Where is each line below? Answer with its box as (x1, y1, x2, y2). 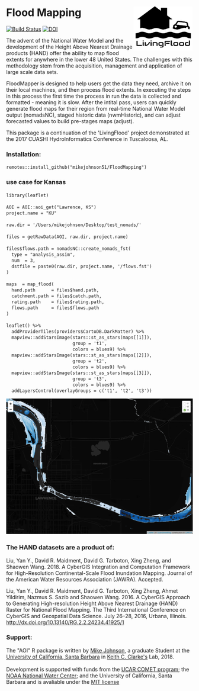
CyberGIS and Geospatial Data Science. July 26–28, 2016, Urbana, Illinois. (6, 612, 187, 619)
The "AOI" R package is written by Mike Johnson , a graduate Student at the (6, 647, 190, 654)
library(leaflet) (6, 192, 49, 198)
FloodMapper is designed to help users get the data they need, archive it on (6, 80, 191, 87)
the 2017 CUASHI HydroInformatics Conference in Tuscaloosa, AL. (6, 135, 168, 142)
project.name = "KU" (6, 210, 57, 216)
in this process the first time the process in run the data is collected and (6, 92, 182, 99)
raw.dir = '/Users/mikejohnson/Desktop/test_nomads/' (6, 222, 142, 228)
